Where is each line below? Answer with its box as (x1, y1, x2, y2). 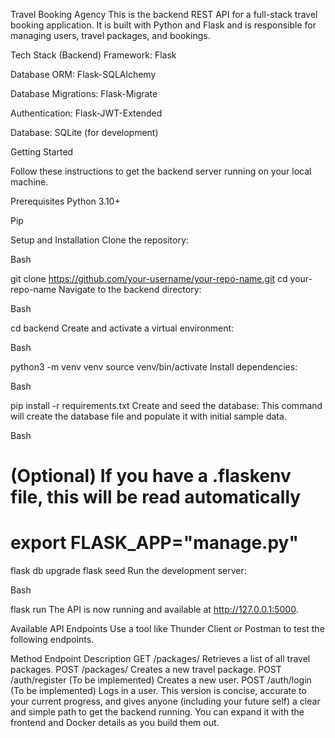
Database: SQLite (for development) (10, 127, 159, 138)
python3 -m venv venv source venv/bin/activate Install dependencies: (10, 361, 298, 373)
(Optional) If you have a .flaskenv (10, 465, 292, 488)
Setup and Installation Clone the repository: (10, 234, 189, 246)
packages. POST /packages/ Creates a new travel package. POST (10, 664, 282, 676)
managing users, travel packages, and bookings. (10, 30, 211, 41)
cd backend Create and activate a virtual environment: (10, 322, 235, 334)
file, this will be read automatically (10, 486, 302, 509)
